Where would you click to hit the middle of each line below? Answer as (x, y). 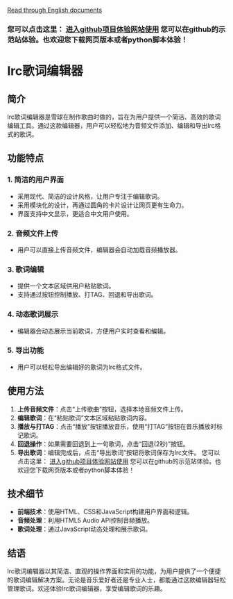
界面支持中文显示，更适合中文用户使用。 (75, 213)
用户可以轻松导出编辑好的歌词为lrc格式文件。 (82, 367)
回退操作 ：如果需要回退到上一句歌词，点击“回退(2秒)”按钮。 (103, 443)
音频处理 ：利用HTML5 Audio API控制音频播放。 (85, 520)
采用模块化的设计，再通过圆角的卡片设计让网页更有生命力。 (102, 205)
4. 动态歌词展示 (33, 314)
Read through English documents (55, 10)
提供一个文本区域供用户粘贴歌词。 (66, 286)
